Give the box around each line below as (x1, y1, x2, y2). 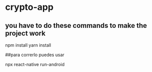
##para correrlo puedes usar (5, 52, 65, 58)
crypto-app (5, 1, 54, 13)
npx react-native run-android (5, 62, 65, 67)
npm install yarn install (5, 42, 51, 48)
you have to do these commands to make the (5, 21, 147, 30)
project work (5, 29, 46, 37)
